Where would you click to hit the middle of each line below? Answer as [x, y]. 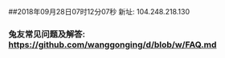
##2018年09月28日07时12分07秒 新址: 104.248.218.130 [99, 12]
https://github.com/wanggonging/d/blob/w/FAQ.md [112, 44]
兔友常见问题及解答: [47, 34]
